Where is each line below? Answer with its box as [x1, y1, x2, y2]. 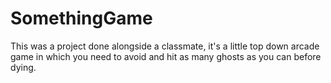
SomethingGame [10, 7, 153, 30]
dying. [10, 61, 37, 73]
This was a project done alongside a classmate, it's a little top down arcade [10, 40, 320, 52]
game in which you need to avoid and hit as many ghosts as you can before [10, 50, 322, 62]
